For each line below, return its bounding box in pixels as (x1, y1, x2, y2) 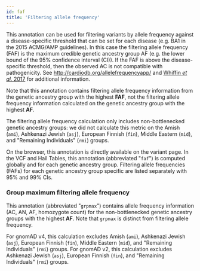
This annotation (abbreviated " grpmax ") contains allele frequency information (6, 202, 194, 209)
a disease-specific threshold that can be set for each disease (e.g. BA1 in (6, 37, 186, 44)
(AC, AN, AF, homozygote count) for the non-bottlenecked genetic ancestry (6, 208, 193, 215)
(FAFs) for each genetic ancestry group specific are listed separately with (6, 167, 187, 174)
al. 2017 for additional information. (6, 75, 91, 83)
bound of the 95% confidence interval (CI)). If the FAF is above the (6, 56, 170, 63)
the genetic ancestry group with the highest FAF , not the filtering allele (6, 93, 180, 101)
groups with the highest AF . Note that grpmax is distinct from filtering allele (6, 215, 189, 222)
